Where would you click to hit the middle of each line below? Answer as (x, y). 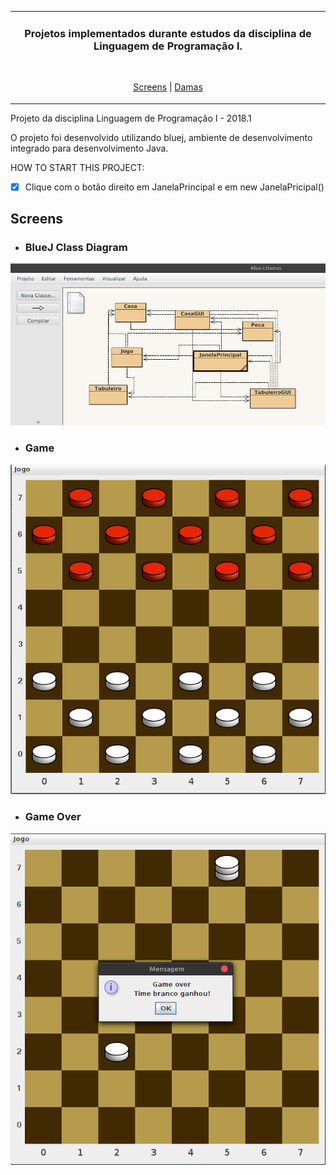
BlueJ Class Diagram (76, 247)
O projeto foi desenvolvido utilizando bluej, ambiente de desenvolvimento (161, 137)
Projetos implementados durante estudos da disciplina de (168, 33)
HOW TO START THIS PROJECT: (77, 167)
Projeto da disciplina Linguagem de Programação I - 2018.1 (131, 118)
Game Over (53, 817)
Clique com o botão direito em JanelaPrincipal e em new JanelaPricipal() (174, 187)
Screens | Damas (168, 87)
